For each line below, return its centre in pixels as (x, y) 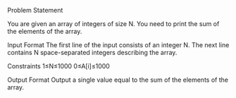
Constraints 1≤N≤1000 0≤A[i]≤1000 (59, 66)
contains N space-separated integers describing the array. (92, 53)
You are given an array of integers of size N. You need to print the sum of (113, 24)
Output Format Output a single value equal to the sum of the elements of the (118, 80)
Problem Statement (35, 10)
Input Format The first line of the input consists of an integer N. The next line (118, 45)
